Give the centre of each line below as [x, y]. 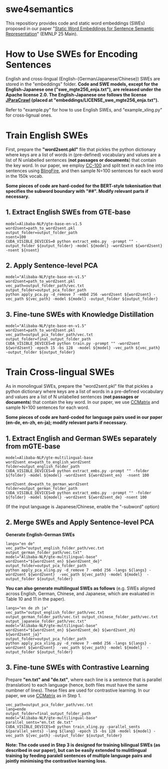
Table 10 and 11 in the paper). [35, 599]
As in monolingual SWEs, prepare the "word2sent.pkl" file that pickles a [79, 386]
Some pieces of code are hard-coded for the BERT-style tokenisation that [83, 186]
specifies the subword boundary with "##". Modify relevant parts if [77, 191]
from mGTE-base [33, 446]
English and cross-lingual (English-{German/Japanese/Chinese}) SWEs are [83, 78]
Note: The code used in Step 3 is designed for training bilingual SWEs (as [83, 745]
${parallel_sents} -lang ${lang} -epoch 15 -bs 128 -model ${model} [78, 731]
